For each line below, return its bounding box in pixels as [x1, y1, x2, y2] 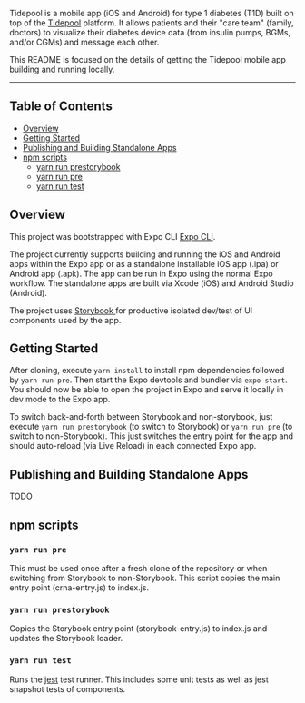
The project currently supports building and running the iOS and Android [9, 249, 280, 260]
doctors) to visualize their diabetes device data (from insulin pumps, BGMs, [9, 27, 291, 37]
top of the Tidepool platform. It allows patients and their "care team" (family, [9, 17, 294, 28]
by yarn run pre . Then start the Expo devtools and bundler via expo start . [9, 374, 288, 385]
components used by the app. [9, 314, 122, 325]
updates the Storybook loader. [9, 633, 123, 644]
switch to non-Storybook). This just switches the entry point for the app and [9, 431, 293, 441]
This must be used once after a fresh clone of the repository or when [9, 562, 268, 573]
